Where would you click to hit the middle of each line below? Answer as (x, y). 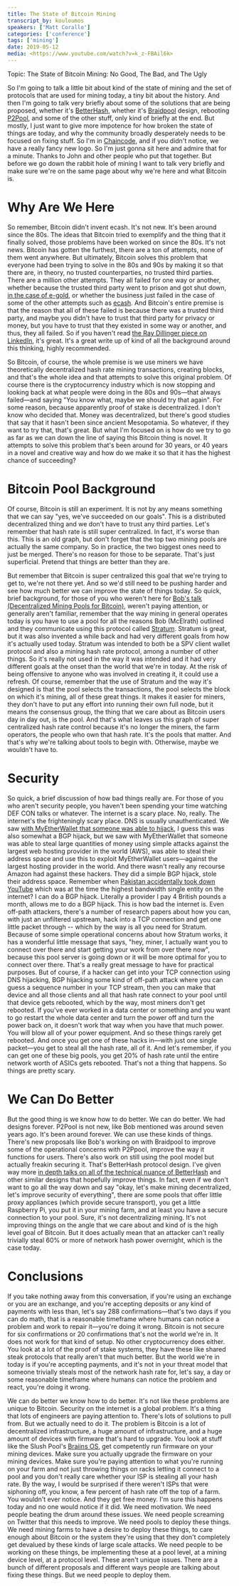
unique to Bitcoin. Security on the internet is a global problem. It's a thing (114, 1408)
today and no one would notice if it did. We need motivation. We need (109, 1506)
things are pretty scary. (42, 1070)
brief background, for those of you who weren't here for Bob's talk (105, 598)
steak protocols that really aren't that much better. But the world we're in (114, 1357)
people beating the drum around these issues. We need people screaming (116, 1514)
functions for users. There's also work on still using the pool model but (111, 1157)
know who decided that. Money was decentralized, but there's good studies (119, 414)
